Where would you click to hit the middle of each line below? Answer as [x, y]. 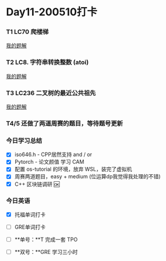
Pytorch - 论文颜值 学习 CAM [49, 162]
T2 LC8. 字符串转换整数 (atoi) [47, 62]
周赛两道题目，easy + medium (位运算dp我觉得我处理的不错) [87, 177]
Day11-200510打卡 [52, 12]
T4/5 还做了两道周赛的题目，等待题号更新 [65, 123]
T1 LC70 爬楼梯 [27, 32]
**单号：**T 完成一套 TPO [46, 240]
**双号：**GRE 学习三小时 [46, 252]
